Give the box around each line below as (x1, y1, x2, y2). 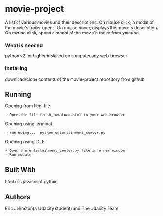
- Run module (5, 152, 32, 157)
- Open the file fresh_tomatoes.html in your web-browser (5, 113, 125, 117)
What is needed (5, 42, 43, 49)
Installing (5, 65, 28, 72)
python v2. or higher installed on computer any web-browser (5, 53, 127, 59)
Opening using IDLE (5, 139, 45, 145)
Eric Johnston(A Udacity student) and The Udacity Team (5, 205, 119, 211)
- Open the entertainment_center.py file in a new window (5, 148, 125, 153)
